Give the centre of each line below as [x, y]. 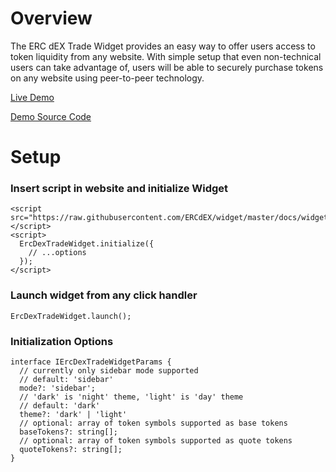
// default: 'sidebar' [66, 380]
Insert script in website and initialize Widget [119, 189]
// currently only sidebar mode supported [109, 371]
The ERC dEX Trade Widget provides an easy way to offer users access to [163, 46]
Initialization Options [62, 341]
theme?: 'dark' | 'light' [73, 415]
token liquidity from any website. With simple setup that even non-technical [166, 56]
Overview [51, 18]
